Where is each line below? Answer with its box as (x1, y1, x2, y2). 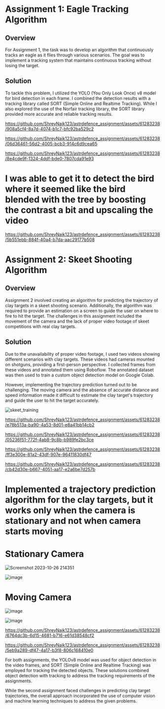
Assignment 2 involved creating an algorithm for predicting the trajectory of (5, 297, 159, 303)
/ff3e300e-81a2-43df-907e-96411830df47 (5, 451, 92, 457)
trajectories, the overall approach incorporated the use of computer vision (5, 693, 155, 699)
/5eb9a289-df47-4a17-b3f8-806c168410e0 (5, 647, 94, 653)
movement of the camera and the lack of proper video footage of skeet (5, 318, 149, 324)
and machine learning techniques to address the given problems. (5, 698, 137, 704)
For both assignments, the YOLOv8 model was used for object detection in (5, 657, 157, 662)
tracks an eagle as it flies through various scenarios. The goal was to (5, 52, 145, 58)
